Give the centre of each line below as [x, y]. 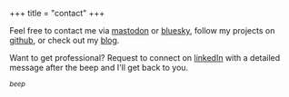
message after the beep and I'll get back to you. [99, 68]
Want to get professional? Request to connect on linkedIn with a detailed [145, 58]
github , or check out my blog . [65, 40]
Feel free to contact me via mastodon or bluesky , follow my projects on [142, 30]
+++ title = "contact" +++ [57, 13]
